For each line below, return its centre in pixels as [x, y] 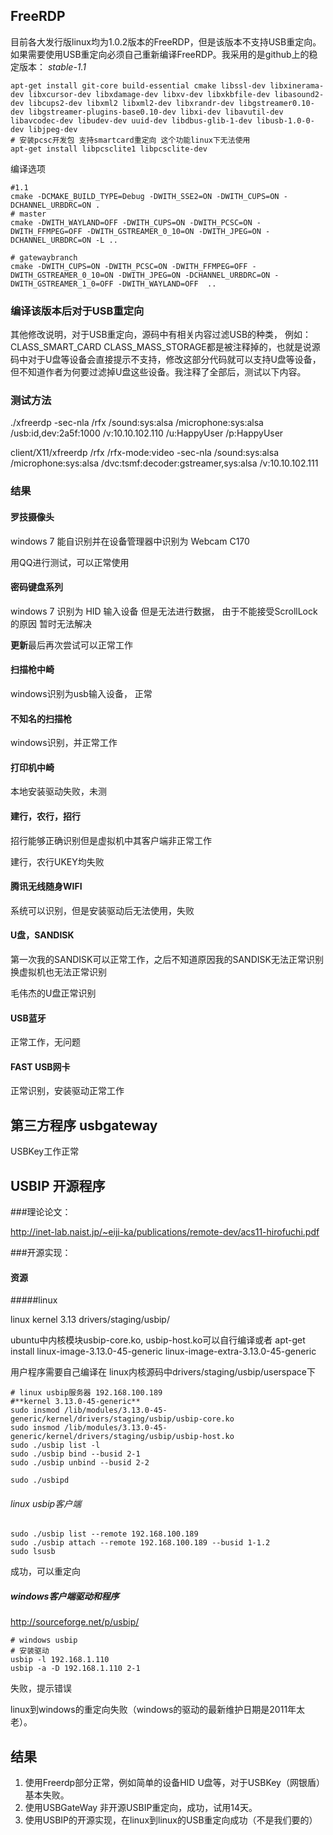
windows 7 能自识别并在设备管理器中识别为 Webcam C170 [130, 541]
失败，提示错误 [41, 1688]
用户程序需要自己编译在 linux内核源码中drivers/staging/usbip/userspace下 [163, 1372]
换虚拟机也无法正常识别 [58, 971]
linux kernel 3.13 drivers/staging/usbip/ [90, 1320]
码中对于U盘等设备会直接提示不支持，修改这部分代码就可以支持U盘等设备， [166, 360]
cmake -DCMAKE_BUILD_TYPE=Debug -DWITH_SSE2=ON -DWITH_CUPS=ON [145, 196]
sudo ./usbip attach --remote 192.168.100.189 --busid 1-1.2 [140, 1543]
